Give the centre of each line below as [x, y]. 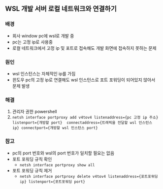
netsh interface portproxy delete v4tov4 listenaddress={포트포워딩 [89, 176]
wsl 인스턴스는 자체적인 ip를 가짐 [44, 73]
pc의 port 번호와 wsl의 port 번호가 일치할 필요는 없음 [63, 153]
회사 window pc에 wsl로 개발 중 [43, 35]
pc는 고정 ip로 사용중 [33, 42]
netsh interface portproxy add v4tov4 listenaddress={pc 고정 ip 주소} [85, 118]
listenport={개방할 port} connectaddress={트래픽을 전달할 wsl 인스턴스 [82, 123]
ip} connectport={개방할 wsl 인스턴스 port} [55, 128]
